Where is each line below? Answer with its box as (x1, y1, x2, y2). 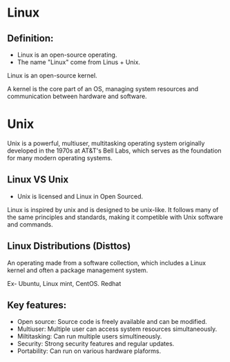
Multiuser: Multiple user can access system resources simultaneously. (17, 325, 218, 333)
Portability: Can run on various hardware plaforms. (17, 347, 161, 355)
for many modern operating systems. (7, 153, 113, 162)
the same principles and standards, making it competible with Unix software (7, 213, 223, 221)
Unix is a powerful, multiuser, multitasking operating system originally (7, 139, 205, 147)
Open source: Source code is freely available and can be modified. (17, 318, 207, 326)
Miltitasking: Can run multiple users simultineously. (17, 332, 162, 341)
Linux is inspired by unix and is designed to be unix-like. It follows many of (7, 205, 219, 213)
